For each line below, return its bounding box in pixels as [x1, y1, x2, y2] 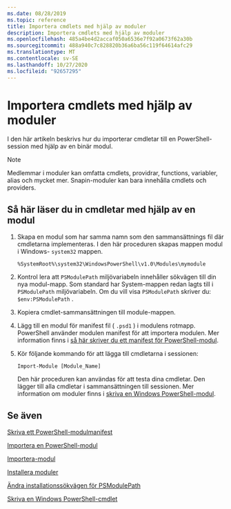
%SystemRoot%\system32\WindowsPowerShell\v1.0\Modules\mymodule [17, 261, 206, 268]
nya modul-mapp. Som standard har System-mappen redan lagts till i [17, 280, 214, 288]
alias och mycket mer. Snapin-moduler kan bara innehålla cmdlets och [7, 177, 207, 185]
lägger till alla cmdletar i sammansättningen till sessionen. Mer [17, 382, 194, 390]
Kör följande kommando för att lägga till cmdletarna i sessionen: [17, 350, 199, 358]
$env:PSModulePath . [17, 295, 74, 303]
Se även [7, 410, 43, 421]
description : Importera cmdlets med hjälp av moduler [7, 29, 165, 37]
